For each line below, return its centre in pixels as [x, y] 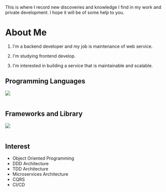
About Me [26, 33]
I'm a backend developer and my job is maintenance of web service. [83, 46]
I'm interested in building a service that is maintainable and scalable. [83, 65]
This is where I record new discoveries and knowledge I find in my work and [83, 7]
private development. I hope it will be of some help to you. [65, 12]
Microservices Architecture [40, 174]
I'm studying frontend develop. [44, 56]
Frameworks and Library [44, 114]
